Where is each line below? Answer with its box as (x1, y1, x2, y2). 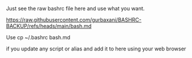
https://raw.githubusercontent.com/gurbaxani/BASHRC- (6, 16, 142, 23)
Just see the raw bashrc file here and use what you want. (6, 5, 145, 12)
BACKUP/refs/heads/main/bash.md (6, 23, 92, 29)
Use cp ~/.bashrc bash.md (6, 34, 70, 40)
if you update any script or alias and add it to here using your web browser (6, 45, 187, 52)
